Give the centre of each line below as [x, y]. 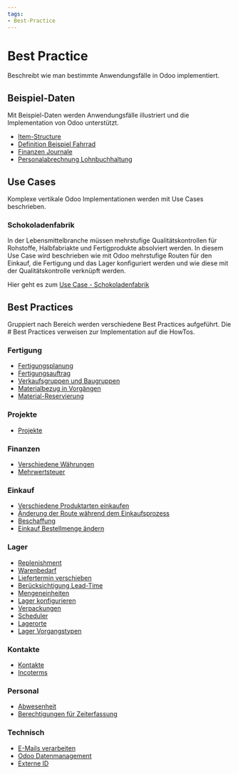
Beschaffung [36, 521]
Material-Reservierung [51, 396]
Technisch [26, 733]
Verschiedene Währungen [56, 464]
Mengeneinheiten [43, 593]
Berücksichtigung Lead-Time [60, 585]
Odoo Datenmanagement [55, 755]
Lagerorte [32, 623]
